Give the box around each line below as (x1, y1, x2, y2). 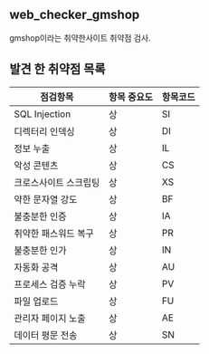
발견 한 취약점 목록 (9, 62, 106, 77)
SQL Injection (14, 108, 71, 120)
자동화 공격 (14, 261, 59, 273)
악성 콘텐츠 (14, 158, 59, 171)
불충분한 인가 (14, 244, 67, 256)
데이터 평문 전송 (14, 329, 78, 341)
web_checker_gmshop (9, 7, 140, 23)
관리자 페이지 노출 (14, 311, 86, 324)
